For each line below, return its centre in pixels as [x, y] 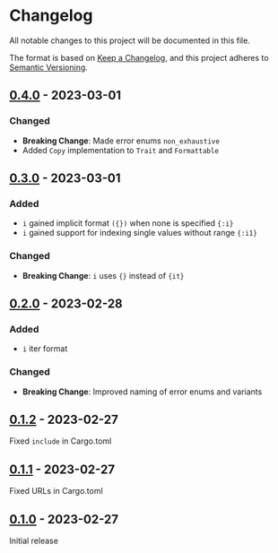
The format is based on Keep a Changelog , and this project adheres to [139, 57]
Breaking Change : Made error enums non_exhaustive [121, 141]
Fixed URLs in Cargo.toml [56, 491]
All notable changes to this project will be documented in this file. [130, 40]
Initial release [34, 541]
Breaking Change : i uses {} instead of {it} [103, 275]
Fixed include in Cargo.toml [61, 441]
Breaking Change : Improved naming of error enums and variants [142, 392]
